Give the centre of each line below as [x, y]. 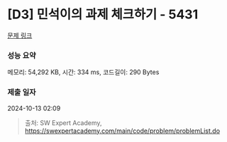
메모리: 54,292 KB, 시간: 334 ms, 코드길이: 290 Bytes [83, 72]
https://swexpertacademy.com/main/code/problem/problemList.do [122, 131]
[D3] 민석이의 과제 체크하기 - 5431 [103, 14]
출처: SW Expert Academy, [63, 123]
